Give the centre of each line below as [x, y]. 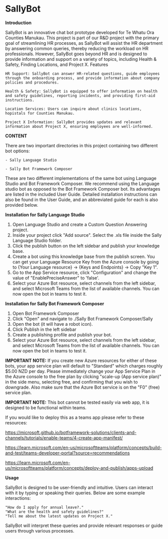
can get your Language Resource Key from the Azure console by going [85, 261]
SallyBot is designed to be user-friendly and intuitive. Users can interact [79, 487]
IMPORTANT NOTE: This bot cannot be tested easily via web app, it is [77, 402]
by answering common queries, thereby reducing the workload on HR [77, 48]
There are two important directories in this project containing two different [81, 145]
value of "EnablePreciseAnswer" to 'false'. [56, 278]
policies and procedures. [32, 82]
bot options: [17, 151]
